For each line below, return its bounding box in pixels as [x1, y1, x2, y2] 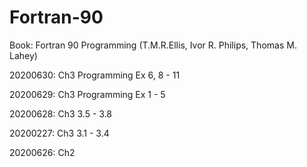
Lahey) [9, 49, 38, 61]
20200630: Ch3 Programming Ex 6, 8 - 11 [9, 69, 181, 81]
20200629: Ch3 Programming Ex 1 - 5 [9, 88, 166, 100]
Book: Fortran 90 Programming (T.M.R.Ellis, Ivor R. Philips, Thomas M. [9, 39, 297, 51]
